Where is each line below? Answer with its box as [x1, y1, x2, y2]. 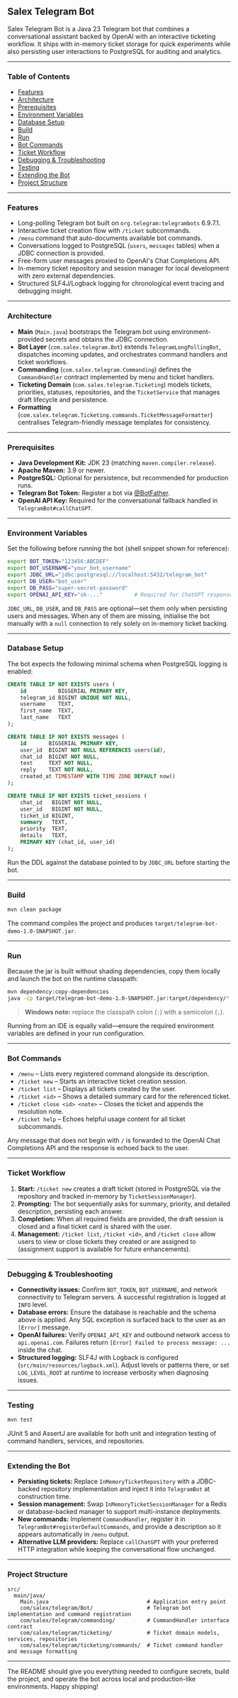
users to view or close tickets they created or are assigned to [17, 1237, 196, 1245]
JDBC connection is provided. [17, 249, 105, 258]
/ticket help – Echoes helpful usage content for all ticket [17, 1115, 186, 1123]
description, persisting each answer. [17, 1207, 124, 1216]
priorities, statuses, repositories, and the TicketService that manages [17, 387, 220, 396]
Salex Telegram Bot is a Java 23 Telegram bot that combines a [7, 24, 190, 33]
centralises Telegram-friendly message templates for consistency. [17, 418, 211, 426]
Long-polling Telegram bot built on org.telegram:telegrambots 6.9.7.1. [17, 219, 221, 227]
